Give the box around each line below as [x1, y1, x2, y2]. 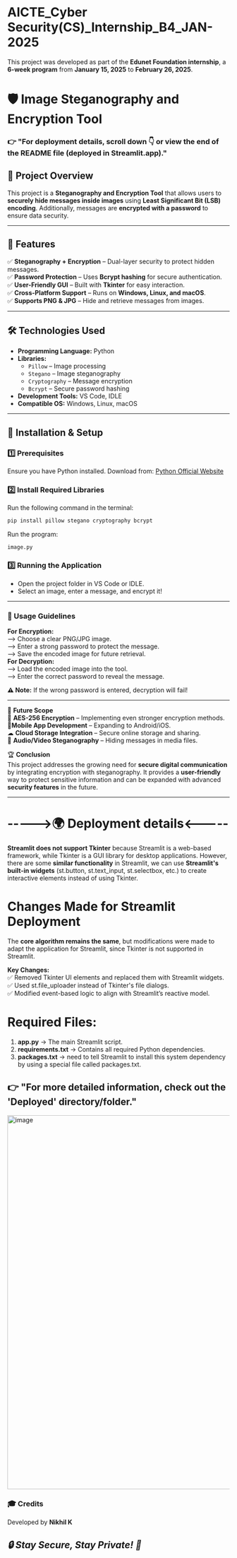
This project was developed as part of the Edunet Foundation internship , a [7, 57, 226, 66]
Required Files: [7, 1014, 97, 1030]
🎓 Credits [7, 1499, 44, 1509]
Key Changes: [7, 965, 49, 974]
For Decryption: [7, 657, 55, 665]
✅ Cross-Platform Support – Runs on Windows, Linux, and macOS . [7, 288, 206, 297]
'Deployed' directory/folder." [7, 1096, 137, 1108]
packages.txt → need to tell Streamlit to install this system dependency [17, 1052, 226, 1061]
